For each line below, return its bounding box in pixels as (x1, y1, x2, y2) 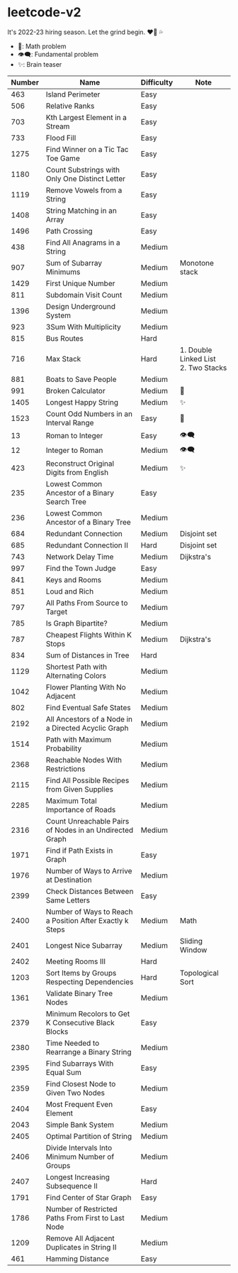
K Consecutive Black (45, 1017, 115, 1027)
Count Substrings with (45, 165, 120, 175)
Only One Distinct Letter (45, 173, 126, 183)
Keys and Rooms (45, 574, 101, 584)
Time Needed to (45, 1038, 100, 1048)
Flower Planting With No (45, 682, 126, 692)
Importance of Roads (45, 804, 116, 814)
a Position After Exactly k (45, 915, 129, 925)
